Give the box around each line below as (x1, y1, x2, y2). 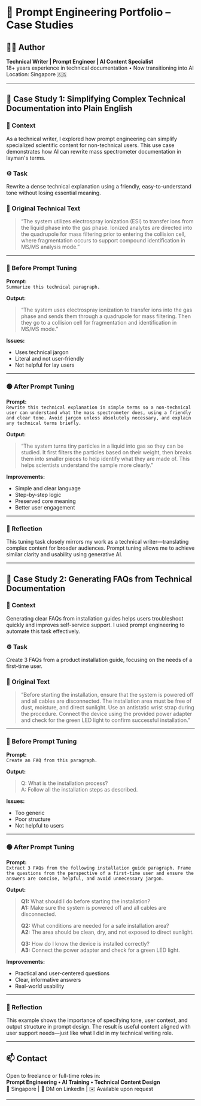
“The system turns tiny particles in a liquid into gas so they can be (20, 442, 184, 449)
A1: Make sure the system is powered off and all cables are (20, 904, 166, 912)
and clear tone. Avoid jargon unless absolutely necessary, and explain (6, 415, 191, 421)
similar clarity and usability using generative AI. (6, 551, 123, 558)
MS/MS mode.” (20, 325, 59, 332)
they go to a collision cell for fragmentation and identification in (20, 319, 177, 326)
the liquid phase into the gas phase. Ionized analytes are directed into (20, 224, 193, 232)
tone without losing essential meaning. (6, 189, 101, 196)
